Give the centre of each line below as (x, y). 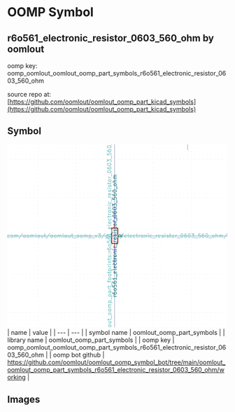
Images (24, 399)
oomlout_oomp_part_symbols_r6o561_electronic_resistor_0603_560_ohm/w (116, 370)
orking (16, 377)
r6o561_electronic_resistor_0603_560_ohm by (111, 38)
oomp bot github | (79, 355)
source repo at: (29, 94)
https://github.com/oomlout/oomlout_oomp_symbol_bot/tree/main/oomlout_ (116, 362)
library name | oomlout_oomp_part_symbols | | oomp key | (91, 340)
